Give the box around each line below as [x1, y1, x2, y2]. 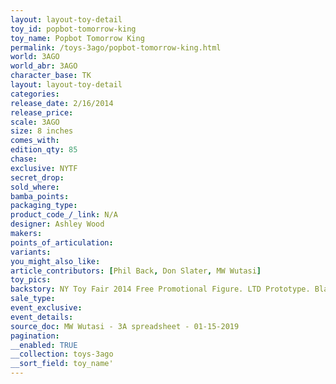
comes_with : [10, 136, 60, 146]
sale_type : [10, 294, 56, 304]
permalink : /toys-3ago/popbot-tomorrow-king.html [10, 42, 222, 53]
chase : [10, 154, 38, 164]
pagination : [10, 331, 60, 341]
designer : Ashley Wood [10, 219, 105, 230]
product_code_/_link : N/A [10, 210, 118, 220]
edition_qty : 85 [10, 145, 78, 155]
